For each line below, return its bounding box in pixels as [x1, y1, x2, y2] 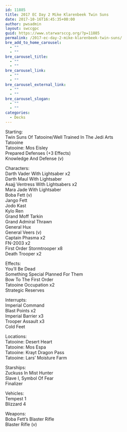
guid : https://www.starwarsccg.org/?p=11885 [5, 31, 100, 36]
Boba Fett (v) [5, 192, 33, 198]
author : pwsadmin [5, 21, 42, 27]
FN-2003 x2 [5, 240, 31, 246]
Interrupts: [5, 297, 27, 303]
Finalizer [5, 380, 23, 386]
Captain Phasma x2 [5, 234, 46, 240]
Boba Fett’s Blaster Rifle [5, 416, 54, 422]
